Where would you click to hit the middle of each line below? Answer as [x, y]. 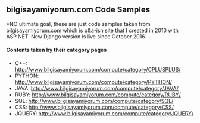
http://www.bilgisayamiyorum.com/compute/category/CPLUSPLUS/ [98, 70]
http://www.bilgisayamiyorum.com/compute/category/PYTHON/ [93, 82]
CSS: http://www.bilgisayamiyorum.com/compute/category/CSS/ [94, 107]
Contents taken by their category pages [57, 50]
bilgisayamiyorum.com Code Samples [78, 10]
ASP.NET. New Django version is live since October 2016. [76, 36]
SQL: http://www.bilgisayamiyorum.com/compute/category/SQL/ [94, 101]
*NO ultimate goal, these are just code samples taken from [78, 24]
